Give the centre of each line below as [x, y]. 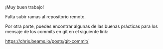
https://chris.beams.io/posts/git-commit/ [47, 41]
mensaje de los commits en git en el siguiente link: [57, 31]
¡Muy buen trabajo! [25, 7]
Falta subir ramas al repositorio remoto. [46, 17]
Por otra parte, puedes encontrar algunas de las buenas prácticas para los [81, 26]
